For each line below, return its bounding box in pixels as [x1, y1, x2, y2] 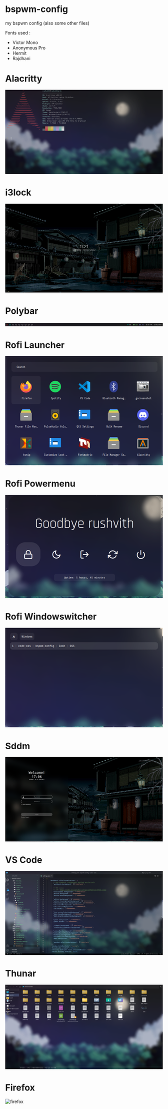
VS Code [5, 854, 42, 865]
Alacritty [5, 73, 42, 85]
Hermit [12, 50, 27, 56]
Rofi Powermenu [5, 478, 76, 489]
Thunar [5, 967, 36, 979]
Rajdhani [12, 55, 31, 61]
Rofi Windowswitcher [5, 611, 97, 622]
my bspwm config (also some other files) [5, 20, 90, 26]
